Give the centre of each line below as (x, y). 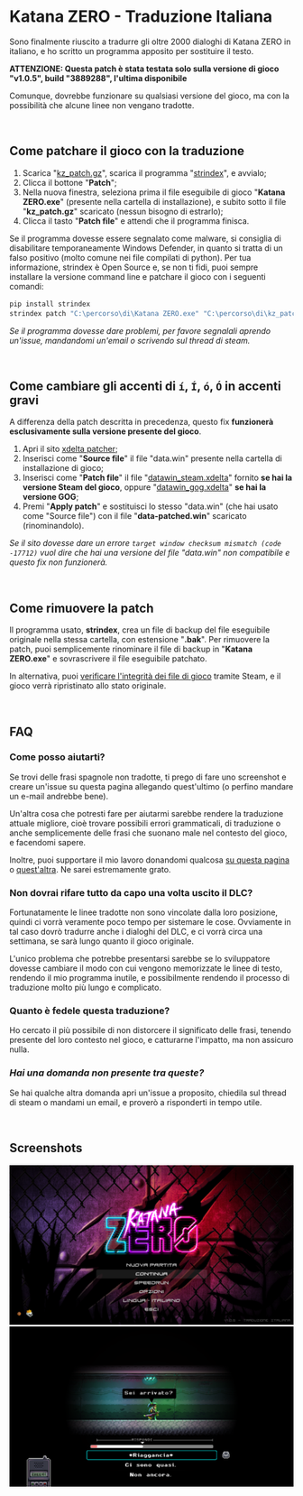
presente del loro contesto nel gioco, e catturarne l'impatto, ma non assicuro (151, 1040)
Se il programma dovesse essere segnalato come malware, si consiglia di (145, 238)
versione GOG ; (50, 497)
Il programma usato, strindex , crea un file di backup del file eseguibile (140, 630)
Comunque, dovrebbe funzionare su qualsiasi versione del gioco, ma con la (150, 96)
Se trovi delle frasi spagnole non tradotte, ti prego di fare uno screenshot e (148, 777)
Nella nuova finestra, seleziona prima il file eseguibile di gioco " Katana (154, 192)
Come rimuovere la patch (82, 608)
